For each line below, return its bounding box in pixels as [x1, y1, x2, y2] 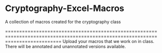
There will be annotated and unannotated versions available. [5, 43, 126, 49]
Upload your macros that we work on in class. [62, 38, 155, 44]
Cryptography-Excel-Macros [5, 3, 125, 14]
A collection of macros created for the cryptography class [5, 19, 121, 25]
